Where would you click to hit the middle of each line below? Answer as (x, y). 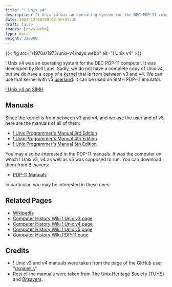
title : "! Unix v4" (26, 10)
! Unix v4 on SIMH (24, 89)
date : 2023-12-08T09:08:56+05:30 (41, 19)
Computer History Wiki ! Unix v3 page (53, 218)
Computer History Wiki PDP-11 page (50, 235)
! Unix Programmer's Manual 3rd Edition (55, 133)
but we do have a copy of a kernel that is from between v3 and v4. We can (84, 74)
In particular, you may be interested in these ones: (58, 184)
